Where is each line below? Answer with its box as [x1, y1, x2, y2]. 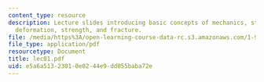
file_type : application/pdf [8, 41, 101, 48]
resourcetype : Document [8, 48, 86, 55]
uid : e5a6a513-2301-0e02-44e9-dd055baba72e [8, 62, 153, 70]
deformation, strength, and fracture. [15, 26, 143, 34]
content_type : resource [8, 11, 86, 20]
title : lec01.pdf [8, 55, 65, 63]
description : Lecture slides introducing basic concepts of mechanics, [8, 19, 247, 27]
